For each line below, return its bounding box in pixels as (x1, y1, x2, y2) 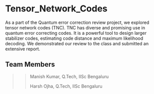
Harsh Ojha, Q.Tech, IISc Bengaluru (29, 83, 102, 89)
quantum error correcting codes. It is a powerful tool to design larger (5, 30, 146, 36)
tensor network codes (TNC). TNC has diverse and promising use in (5, 24, 145, 30)
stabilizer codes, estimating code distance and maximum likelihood (5, 35, 143, 41)
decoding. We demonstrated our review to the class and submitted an (5, 40, 149, 46)
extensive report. (5, 46, 40, 52)
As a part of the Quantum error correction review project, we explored (5, 19, 149, 25)
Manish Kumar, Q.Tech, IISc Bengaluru (29, 73, 109, 80)
